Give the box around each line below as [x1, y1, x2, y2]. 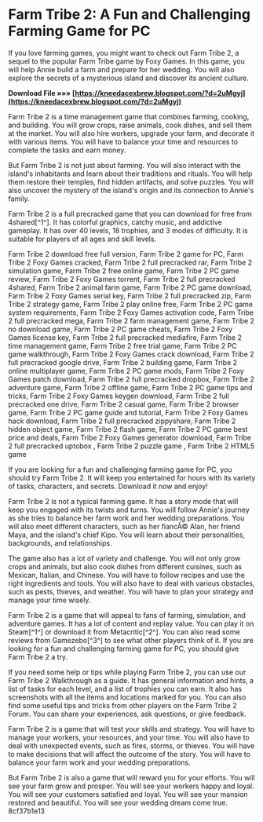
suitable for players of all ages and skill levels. [8, 234, 157, 243]
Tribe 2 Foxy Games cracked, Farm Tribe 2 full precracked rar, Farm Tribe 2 [8, 258, 253, 267]
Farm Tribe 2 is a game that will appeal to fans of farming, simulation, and [8, 610, 246, 619]
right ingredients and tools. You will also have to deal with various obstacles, [8, 579, 255, 588]
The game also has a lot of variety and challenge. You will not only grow [8, 553, 241, 563]
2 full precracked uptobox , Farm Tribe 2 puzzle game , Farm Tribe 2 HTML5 [8, 441, 255, 451]
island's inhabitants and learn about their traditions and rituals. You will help [8, 169, 253, 178]
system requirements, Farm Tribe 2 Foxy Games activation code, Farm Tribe [8, 308, 254, 317]
